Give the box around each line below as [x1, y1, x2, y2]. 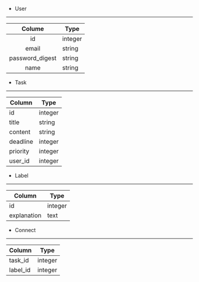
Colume [21, 25, 44, 33]
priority [9, 147, 30, 155]
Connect [14, 227, 36, 233]
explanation [9, 211, 41, 219]
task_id [9, 256, 30, 264]
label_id [9, 266, 31, 274]
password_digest [9, 54, 57, 62]
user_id [9, 157, 30, 165]
